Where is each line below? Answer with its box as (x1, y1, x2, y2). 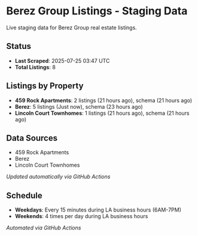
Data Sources (6, 133, 58, 143)
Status (6, 41, 32, 51)
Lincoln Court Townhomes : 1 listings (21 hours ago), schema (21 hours (14, 109, 190, 117)
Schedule (6, 190, 43, 201)
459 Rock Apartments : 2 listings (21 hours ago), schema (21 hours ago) (14, 97, 193, 104)
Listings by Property (6, 81, 84, 91)
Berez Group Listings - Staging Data (6, 4, 188, 18)
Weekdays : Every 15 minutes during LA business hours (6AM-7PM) (14, 206, 181, 213)
